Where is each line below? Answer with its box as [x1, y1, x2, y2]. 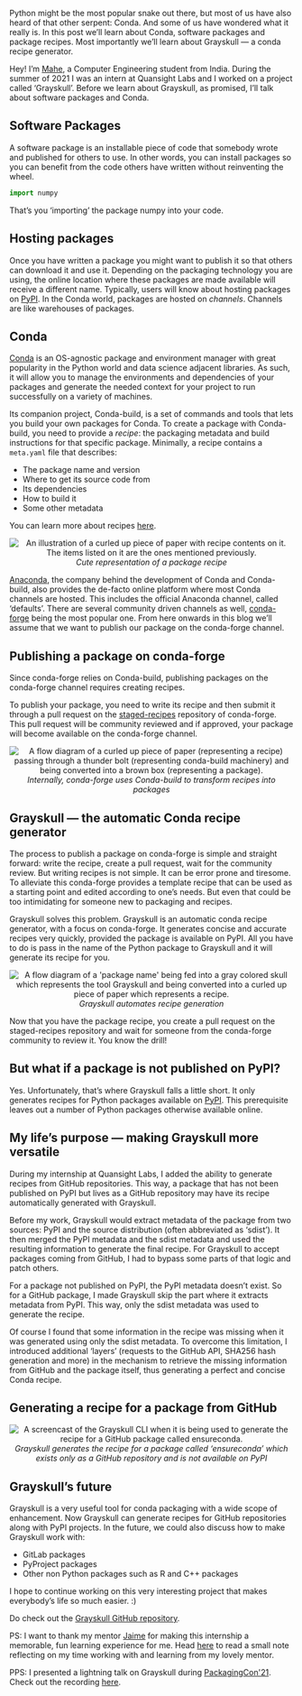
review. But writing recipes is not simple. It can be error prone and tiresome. [9, 867, 291, 878]
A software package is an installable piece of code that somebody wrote [9, 142, 279, 152]
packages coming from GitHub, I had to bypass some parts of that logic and [9, 1253, 291, 1264]
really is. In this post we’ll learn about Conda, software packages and [9, 27, 266, 37]
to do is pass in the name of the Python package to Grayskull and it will [9, 942, 273, 953]
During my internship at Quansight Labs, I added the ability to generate [9, 1168, 273, 1179]
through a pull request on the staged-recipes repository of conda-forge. [9, 709, 277, 720]
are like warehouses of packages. [9, 302, 135, 314]
